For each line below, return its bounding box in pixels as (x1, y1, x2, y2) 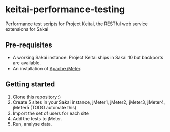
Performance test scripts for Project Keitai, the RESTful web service (5, 20, 148, 27)
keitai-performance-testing (5, 4, 125, 15)
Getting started (5, 80, 55, 89)
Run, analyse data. (12, 121, 52, 127)
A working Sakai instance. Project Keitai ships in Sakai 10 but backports (12, 54, 164, 60)
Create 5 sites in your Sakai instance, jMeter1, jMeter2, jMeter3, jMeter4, (12, 99, 165, 105)
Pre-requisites (5, 41, 52, 50)
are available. (12, 60, 41, 66)
